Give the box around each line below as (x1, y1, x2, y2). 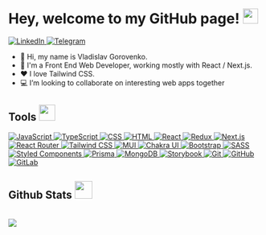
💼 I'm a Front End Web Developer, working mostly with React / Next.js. (19, 60, 253, 70)
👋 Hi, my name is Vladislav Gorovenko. (19, 52, 148, 61)
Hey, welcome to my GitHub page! (8, 10, 240, 28)
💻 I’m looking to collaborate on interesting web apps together (19, 77, 225, 88)
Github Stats (8, 188, 72, 202)
